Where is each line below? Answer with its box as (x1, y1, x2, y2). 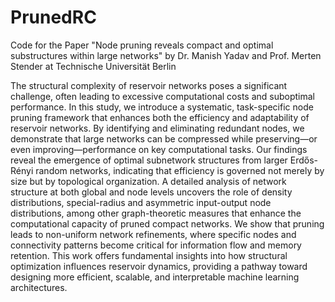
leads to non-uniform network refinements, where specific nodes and (10, 228, 297, 240)
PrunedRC (10, 6, 97, 29)
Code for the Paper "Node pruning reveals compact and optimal (10, 39, 274, 51)
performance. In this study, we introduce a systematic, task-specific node (10, 101, 314, 113)
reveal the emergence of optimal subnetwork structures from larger (10, 154, 288, 166)
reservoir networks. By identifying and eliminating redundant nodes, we (10, 122, 305, 134)
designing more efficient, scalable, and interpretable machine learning (10, 271, 300, 283)
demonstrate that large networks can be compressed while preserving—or (10, 132, 318, 145)
